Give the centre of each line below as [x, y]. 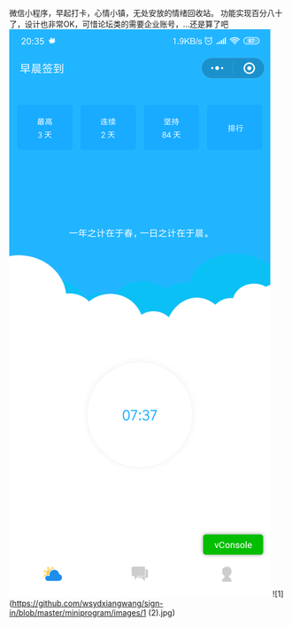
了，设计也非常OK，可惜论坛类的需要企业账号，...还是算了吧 [119, 24]
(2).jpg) [161, 613]
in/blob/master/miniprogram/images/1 [78, 613]
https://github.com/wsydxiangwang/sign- [88, 603]
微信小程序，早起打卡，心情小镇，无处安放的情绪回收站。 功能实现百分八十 [146, 13]
